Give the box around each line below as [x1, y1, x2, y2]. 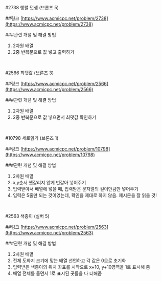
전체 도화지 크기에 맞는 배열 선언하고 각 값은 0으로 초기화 [12, 257, 126, 264]
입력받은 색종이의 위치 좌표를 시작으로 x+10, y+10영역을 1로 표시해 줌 [12, 264, 150, 270]
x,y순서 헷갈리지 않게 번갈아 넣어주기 [12, 180, 86, 185]
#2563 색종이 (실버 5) [5, 213, 50, 219]
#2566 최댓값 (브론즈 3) [5, 70, 54, 76]
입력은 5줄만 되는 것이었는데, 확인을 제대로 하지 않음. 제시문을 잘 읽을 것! [12, 192, 157, 198]
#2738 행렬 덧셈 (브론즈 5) [5, 5, 59, 10]
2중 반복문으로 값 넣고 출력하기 [12, 49, 75, 55]
